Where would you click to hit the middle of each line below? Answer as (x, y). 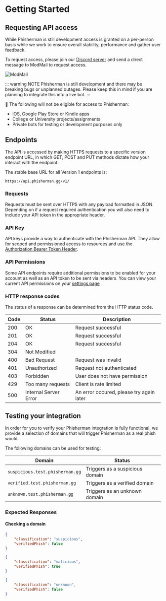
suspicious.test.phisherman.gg (44, 472)
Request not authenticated (106, 368)
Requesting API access (41, 28)
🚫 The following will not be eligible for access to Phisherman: (67, 104)
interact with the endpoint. (32, 162)
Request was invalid (98, 360)
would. (12, 438)
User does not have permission (111, 376)
